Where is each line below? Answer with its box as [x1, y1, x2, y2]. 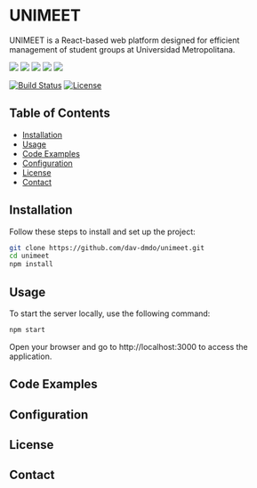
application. [9, 351, 52, 362]
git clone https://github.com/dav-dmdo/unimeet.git [9, 243, 205, 252]
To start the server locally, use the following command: [9, 308, 211, 319]
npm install [9, 260, 53, 269]
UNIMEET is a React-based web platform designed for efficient [9, 35, 240, 45]
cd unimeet [9, 251, 50, 261]
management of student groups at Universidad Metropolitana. [9, 44, 236, 54]
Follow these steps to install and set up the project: [9, 226, 196, 237]
